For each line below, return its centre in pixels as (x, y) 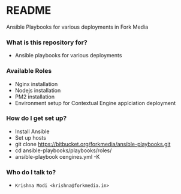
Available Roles (29, 71)
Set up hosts (31, 137)
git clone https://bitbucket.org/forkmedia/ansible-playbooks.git (93, 144)
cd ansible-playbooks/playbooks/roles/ (63, 150)
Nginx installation (36, 84)
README (29, 10)
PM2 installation (35, 97)
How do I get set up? (37, 118)
